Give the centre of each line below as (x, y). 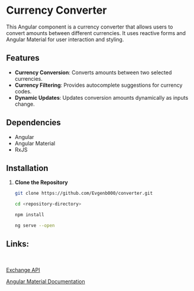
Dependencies (33, 123)
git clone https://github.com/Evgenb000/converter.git (84, 194)
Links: (18, 244)
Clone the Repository (41, 182)
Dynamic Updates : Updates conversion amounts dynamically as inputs (101, 97)
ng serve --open (35, 226)
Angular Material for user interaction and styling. (65, 39)
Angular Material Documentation (46, 281)
